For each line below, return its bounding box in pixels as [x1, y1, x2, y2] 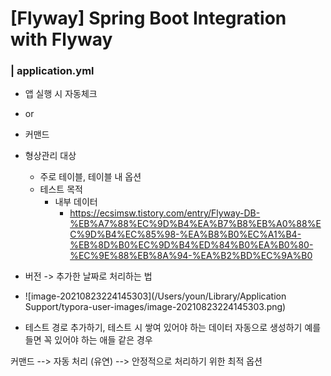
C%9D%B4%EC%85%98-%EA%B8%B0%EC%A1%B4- [69, 228, 302, 241]
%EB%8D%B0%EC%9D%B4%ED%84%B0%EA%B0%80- [69, 239, 314, 251]
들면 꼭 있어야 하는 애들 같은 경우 [24, 334, 153, 346]
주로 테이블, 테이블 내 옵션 [39, 171, 142, 183]
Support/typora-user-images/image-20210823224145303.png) [24, 301, 287, 313]
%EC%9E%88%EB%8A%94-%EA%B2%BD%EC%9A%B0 [69, 250, 313, 262]
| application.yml [10, 64, 95, 78]
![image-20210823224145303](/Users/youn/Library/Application [24, 290, 287, 302]
